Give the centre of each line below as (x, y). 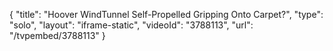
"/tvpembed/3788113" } (57, 35)
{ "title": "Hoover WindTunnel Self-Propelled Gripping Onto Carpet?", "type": (166, 14)
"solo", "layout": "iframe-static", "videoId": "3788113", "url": (131, 25)
